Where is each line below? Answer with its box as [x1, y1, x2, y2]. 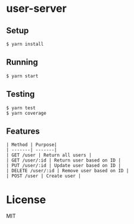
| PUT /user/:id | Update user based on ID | [6, 163, 121, 169]
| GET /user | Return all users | [6, 152, 92, 159]
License [6, 193, 46, 206]
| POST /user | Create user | [6, 173, 82, 179]
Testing [6, 89, 35, 99]
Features [6, 127, 40, 137]
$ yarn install [6, 41, 44, 47]
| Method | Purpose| [6, 142, 58, 148]
